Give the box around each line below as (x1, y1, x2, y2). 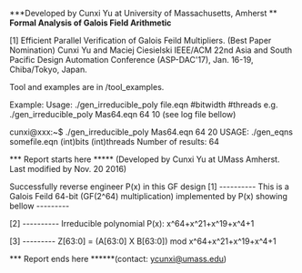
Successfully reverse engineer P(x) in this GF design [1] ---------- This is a (9, 181, 289, 192)
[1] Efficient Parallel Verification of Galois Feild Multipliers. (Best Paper (9, 35, 272, 45)
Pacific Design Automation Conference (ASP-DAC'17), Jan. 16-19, (9, 55, 254, 65)
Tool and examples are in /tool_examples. (9, 82, 165, 92)
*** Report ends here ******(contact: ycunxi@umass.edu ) (9, 254, 227, 264)
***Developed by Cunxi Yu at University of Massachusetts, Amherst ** (9, 8, 277, 18)
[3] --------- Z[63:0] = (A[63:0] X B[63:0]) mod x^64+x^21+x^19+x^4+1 (9, 236, 277, 247)
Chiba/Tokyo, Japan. (9, 64, 88, 75)
